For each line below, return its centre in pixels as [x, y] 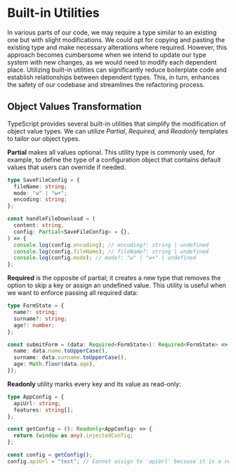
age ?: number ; [34, 325]
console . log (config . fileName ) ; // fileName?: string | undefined [111, 251]
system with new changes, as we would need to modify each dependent [112, 62]
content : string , [39, 225]
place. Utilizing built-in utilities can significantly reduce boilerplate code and [117, 70]
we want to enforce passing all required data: [73, 293]
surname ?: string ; [41, 319]
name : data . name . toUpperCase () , [61, 351]
